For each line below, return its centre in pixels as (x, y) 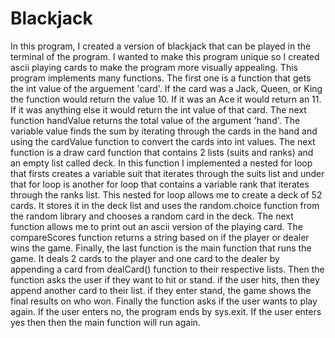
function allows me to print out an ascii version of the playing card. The (157, 226)
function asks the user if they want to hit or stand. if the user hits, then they (165, 279)
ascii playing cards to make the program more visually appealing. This (154, 67)
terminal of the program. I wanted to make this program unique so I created (165, 56)
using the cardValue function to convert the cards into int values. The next (163, 141)
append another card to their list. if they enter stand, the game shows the (161, 290)
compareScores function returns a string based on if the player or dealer (160, 237)
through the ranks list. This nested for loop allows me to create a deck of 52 (166, 194)
